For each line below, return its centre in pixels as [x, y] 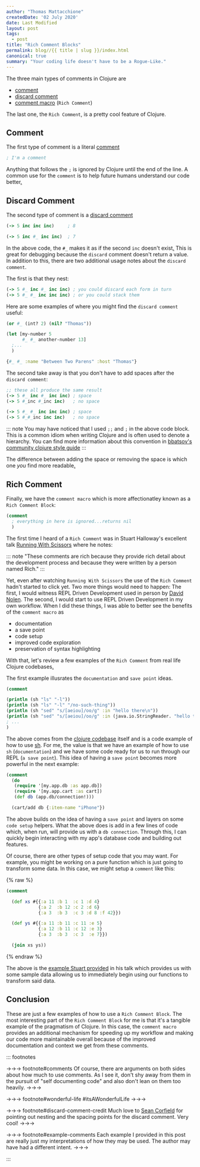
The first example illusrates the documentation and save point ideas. [90, 678]
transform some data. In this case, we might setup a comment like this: [91, 868]
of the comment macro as [35, 612]
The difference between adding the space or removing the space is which [97, 459]
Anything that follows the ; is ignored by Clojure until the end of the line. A [97, 170]
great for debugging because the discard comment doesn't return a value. [97, 254]
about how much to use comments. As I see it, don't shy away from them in [99, 1075]
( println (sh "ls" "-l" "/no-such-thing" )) [61, 705]
